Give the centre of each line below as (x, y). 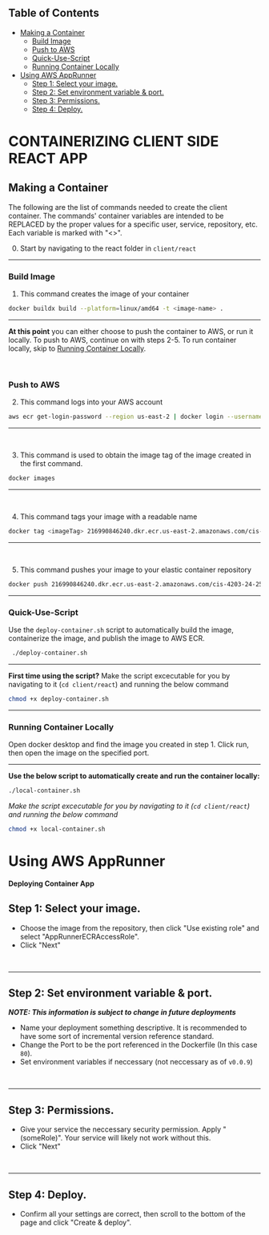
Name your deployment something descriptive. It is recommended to (133, 1028)
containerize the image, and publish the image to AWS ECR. (107, 638)
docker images (32, 479)
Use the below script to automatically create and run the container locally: (134, 776)
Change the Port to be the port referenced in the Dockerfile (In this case (139, 1045)
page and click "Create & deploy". (76, 1223)
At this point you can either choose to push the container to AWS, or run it (131, 331)
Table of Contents (54, 13)
